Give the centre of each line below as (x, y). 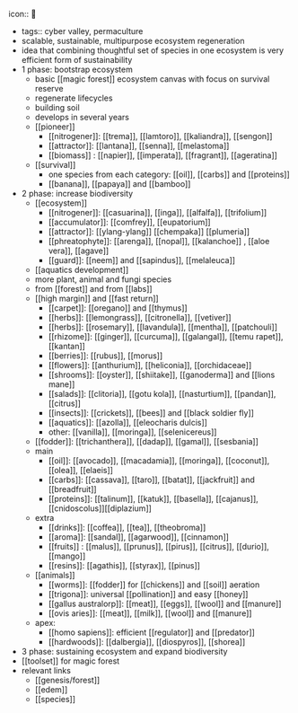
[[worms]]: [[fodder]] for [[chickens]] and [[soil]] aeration (154, 585)
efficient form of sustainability (77, 60)
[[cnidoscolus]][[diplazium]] (100, 508)
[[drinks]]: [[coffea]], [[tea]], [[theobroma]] (127, 527)
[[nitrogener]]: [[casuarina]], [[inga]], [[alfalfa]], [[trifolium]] (158, 212)
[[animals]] (55, 575)
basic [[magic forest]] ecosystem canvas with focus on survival (152, 79)
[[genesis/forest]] (67, 680)
